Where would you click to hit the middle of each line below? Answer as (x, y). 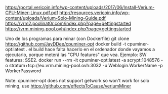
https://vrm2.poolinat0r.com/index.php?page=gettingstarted (68, 23)
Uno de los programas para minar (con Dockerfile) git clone (67, 38)
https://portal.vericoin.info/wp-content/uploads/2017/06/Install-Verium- (80, 7)
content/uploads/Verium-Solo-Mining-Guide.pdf (56, 18)
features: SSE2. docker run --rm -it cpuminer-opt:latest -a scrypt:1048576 (83, 60)
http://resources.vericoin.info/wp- (95, 13)
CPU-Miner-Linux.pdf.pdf (32, 13)
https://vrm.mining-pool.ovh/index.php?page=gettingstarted (68, 29)
